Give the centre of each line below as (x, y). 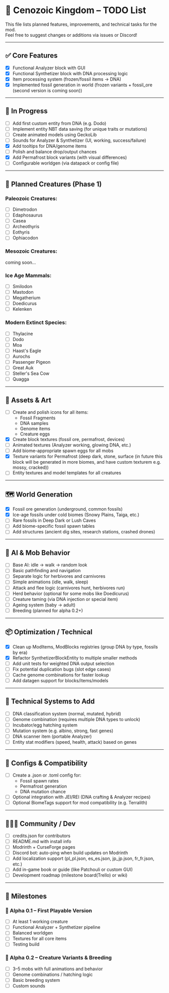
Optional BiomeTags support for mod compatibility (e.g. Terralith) (80, 803)
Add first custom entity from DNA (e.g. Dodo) (59, 123)
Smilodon (22, 286)
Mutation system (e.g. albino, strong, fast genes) (63, 731)
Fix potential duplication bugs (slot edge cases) (62, 669)
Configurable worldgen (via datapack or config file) (66, 163)
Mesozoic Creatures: (31, 251)
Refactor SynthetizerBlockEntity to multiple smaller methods (75, 657)
